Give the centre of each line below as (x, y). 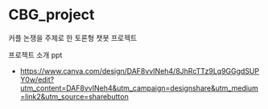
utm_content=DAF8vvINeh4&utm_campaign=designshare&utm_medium (139, 88)
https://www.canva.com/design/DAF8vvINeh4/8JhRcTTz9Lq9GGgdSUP (140, 71)
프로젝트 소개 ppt (35, 54)
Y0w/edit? (37, 79)
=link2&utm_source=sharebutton (74, 96)
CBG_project (52, 15)
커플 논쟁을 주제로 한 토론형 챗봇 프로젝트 (73, 38)
